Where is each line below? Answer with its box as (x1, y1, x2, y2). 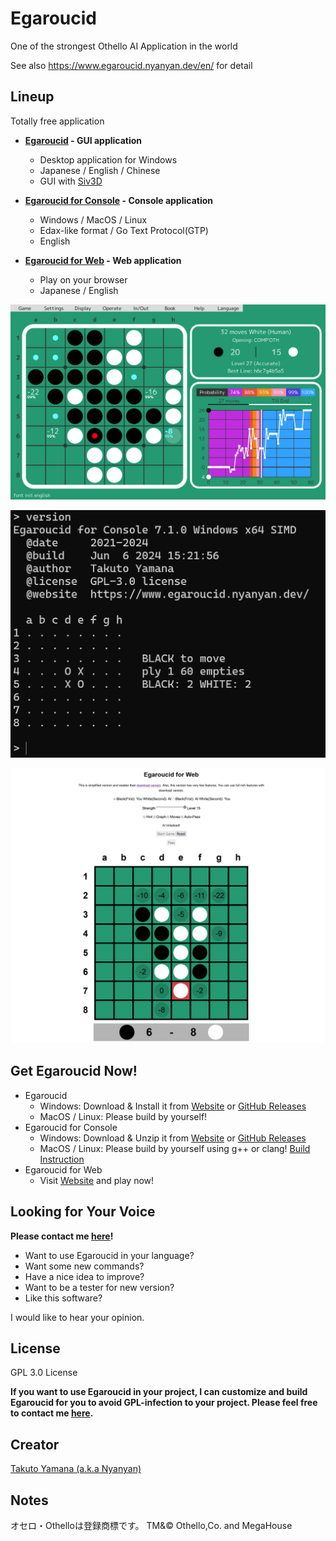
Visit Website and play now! (39, 1174, 155, 1186)
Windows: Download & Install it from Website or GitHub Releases (39, 1100, 307, 1112)
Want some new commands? (24, 1260, 145, 1272)
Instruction (39, 1153, 85, 1165)
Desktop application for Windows (39, 153, 178, 166)
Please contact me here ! (10, 1230, 114, 1242)
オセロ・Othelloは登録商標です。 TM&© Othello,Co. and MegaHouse (10, 1520, 293, 1532)
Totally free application (10, 115, 105, 127)
